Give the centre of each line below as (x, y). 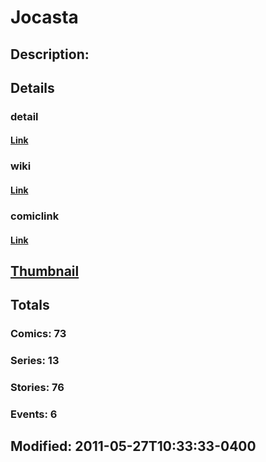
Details (32, 87)
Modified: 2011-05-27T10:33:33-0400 (133, 446)
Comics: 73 (38, 334)
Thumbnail (45, 271)
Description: (50, 54)
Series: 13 (35, 361)
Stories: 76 (37, 388)
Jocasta (44, 17)
